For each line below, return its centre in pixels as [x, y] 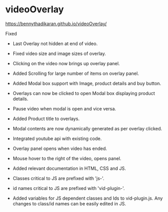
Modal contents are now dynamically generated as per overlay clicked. [87, 128]
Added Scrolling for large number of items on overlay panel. [76, 73]
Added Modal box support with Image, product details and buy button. [87, 83]
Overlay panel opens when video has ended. [60, 148]
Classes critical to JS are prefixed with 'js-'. [58, 178]
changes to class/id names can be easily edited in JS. [69, 203]
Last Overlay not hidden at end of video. [55, 43]
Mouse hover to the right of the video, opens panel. [67, 158]
